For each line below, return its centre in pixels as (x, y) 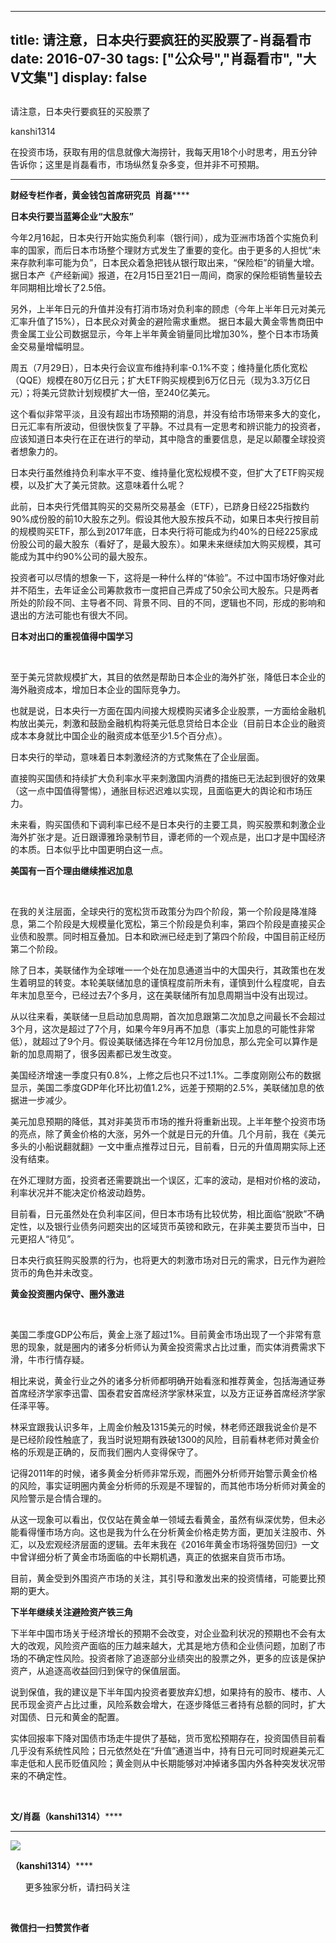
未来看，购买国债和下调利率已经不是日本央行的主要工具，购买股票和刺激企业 (168, 824)
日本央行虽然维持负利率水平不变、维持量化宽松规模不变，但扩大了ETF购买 (163, 472)
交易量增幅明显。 (54, 346)
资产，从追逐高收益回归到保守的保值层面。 (98, 1670)
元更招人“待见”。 (45, 1238)
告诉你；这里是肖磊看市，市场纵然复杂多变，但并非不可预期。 (137, 164)
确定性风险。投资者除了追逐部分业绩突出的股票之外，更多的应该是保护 (181, 1658)
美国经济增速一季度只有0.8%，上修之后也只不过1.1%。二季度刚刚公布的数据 (166, 1075)
